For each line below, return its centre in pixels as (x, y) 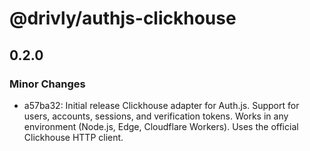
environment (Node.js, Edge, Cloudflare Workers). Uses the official (161, 126)
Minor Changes (47, 84)
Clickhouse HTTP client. (73, 137)
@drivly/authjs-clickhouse (123, 18)
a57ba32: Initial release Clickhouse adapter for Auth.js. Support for (161, 105)
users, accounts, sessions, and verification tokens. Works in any (156, 116)
